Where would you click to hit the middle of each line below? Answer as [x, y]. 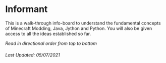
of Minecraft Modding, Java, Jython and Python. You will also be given [79, 28]
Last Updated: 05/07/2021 [33, 55]
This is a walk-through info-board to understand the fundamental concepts [83, 23]
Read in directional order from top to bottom [51, 43]
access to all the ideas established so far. [48, 33]
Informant [26, 9]
